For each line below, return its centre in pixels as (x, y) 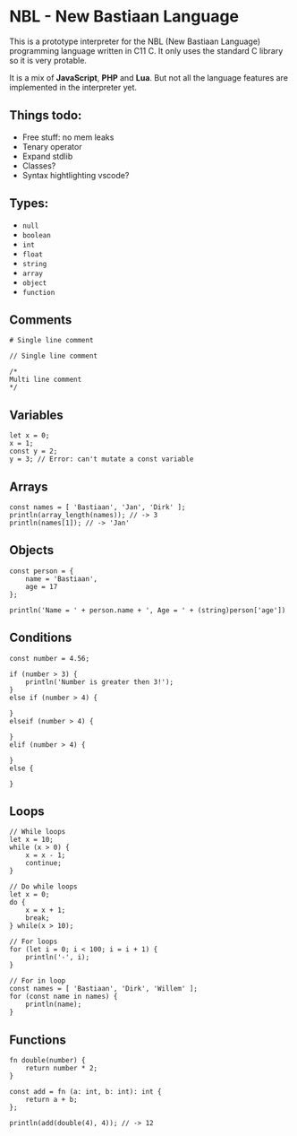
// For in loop (38, 981)
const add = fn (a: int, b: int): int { (86, 1092)
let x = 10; (31, 840)
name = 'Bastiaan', (62, 579)
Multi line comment (46, 380)
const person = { (42, 571)
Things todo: (46, 115)
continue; (44, 863)
